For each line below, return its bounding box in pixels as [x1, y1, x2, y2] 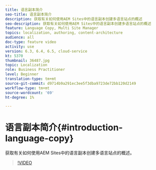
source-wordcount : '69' [5, 90, 54, 95]
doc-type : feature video [5, 40, 56, 45]
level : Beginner [5, 72, 39, 77]
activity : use [5, 44, 35, 49]
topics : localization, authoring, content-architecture [5, 30, 123, 35]
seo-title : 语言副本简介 [5, 12, 52, 17]
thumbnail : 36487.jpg [5, 58, 50, 63]
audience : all [5, 35, 35, 40]
